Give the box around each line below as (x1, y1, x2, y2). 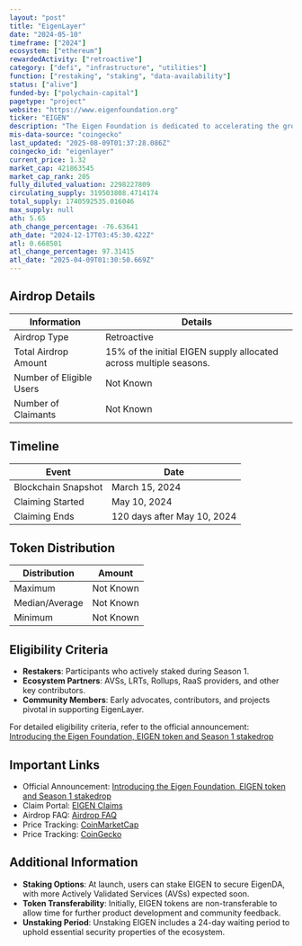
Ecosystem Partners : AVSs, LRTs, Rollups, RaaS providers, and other (22, 675, 280, 686)
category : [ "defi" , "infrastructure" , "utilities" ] (9, 64, 207, 73)
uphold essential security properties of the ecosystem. (22, 926, 226, 937)
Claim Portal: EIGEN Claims (22, 800, 123, 811)
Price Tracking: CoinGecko (22, 829, 122, 840)
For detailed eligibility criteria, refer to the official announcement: (9, 721, 250, 733)
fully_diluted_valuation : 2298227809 (9, 181, 151, 190)
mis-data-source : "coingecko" (9, 130, 123, 139)
